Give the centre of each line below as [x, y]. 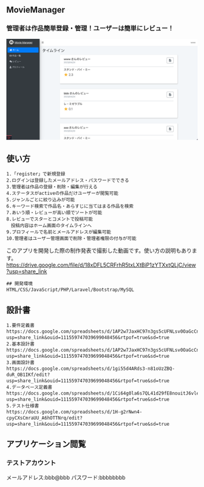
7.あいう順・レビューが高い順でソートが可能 [54, 213]
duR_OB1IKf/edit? [28, 375]
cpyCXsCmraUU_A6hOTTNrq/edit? [45, 418]
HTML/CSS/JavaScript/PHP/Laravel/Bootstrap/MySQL [70, 290]
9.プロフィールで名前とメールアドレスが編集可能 [59, 232]
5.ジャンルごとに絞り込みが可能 [41, 200]
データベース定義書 [32, 387]
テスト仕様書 [25, 406]
